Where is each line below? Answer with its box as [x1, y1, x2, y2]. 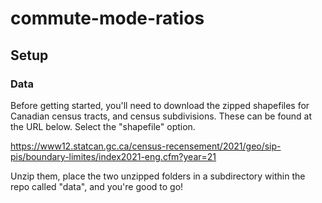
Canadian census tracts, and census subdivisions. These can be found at [10, 110, 313, 122]
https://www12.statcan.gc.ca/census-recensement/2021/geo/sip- [10, 140, 282, 152]
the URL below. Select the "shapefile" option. [10, 120, 196, 132]
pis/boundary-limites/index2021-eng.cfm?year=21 [10, 150, 217, 162]
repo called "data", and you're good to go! [10, 180, 184, 192]
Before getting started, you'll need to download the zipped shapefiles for [10, 99, 310, 111]
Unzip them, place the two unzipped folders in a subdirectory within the [10, 170, 306, 182]
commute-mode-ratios [10, 7, 205, 30]
